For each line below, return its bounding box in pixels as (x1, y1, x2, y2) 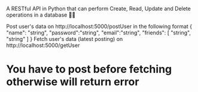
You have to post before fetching (6, 62, 172, 76)
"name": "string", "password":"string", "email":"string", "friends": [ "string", (6, 29, 191, 36)
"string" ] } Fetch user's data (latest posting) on (6, 36, 123, 42)
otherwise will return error (6, 75, 139, 88)
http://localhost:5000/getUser (6, 42, 80, 49)
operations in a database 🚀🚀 (6, 11, 76, 18)
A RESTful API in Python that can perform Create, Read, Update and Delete (6, 5, 191, 12)
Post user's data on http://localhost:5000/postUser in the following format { (6, 23, 193, 30)
